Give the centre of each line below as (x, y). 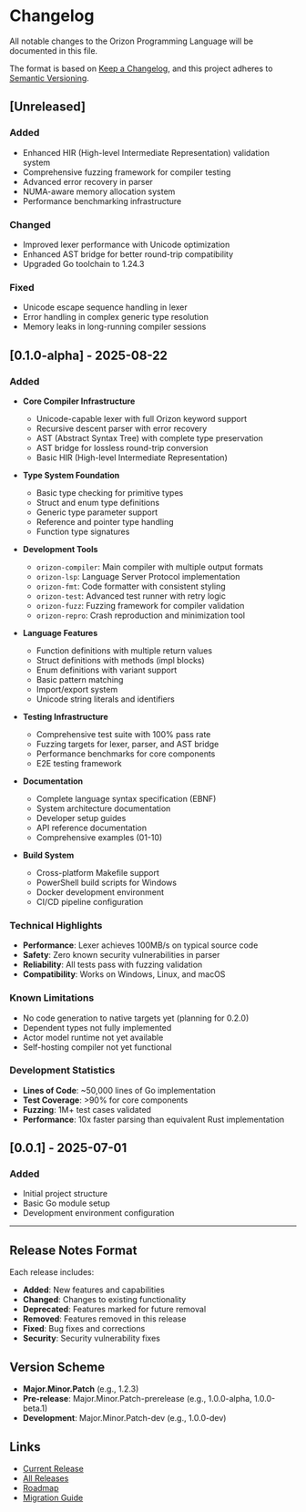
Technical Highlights (56, 925)
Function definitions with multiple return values (124, 650)
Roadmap (41, 1487)
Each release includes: (52, 1272)
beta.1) (35, 1408)
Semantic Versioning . (49, 77)
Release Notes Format (73, 1250)
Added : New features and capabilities (94, 1290)
